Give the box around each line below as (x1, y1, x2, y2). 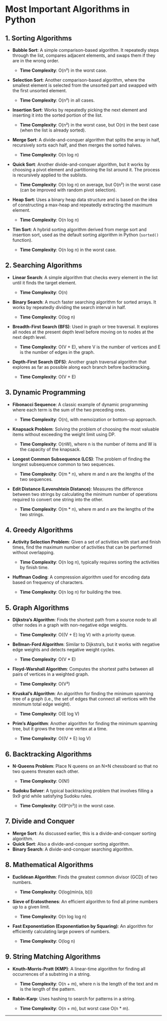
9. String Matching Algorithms (5, 953, 101, 961)
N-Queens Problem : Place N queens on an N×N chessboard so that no (12, 763, 158, 769)
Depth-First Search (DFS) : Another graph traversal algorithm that (12, 359, 147, 365)
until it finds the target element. (12, 280, 77, 286)
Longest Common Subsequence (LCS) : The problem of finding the (12, 456, 151, 462)
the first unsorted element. (12, 88, 67, 93)
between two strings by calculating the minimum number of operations (12, 491, 158, 497)
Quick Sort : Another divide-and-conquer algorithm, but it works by (12, 161, 150, 167)
